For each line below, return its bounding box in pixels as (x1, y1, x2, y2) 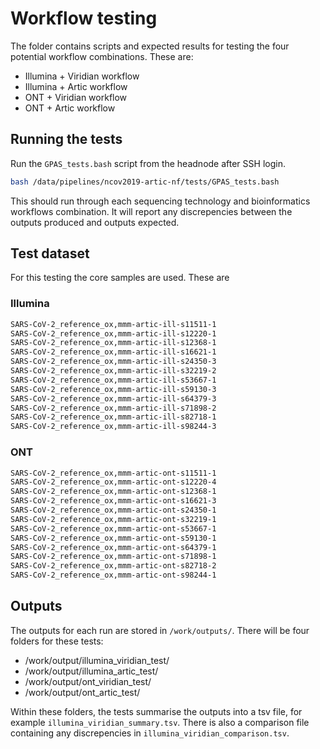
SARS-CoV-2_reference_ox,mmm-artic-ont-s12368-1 (10, 487, 217, 497)
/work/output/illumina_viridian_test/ (24, 654, 170, 666)
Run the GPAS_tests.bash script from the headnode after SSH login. (10, 157, 286, 169)
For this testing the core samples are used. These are (10, 272, 230, 284)
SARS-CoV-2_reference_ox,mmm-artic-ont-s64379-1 (10, 542, 217, 552)
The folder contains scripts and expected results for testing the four (10, 40, 290, 52)
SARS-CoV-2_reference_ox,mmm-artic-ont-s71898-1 (10, 552, 217, 562)
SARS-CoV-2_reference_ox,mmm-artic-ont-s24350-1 (10, 505, 217, 516)
